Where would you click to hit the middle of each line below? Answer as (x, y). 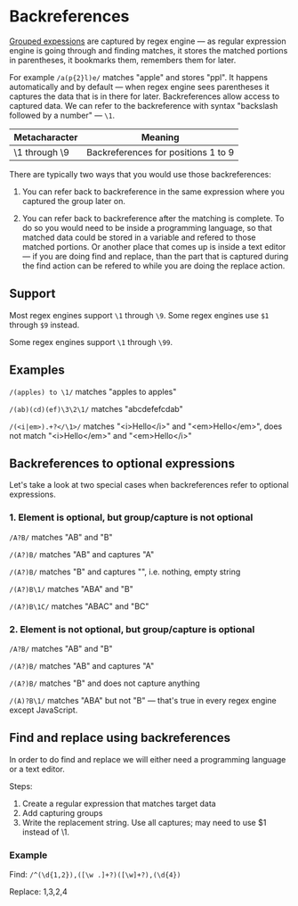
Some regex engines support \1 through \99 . (91, 342)
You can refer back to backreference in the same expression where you (153, 191)
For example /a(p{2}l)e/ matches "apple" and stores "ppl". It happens (139, 77)
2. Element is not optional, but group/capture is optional (132, 629)
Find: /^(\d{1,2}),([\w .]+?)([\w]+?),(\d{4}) (95, 875)
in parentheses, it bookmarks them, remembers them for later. (123, 60)
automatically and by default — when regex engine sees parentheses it (139, 86)
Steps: (21, 786)
